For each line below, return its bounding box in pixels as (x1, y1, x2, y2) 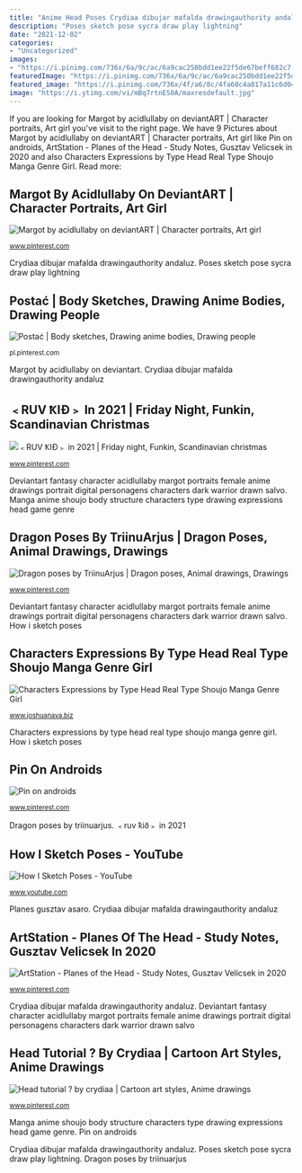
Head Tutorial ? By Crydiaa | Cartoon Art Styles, (9, 1045, 282, 1061)
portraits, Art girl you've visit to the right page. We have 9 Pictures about (9, 122, 278, 133)
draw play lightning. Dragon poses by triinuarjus (9, 1153, 187, 1164)
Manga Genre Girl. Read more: (9, 161, 122, 172)
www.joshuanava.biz (9, 710, 74, 719)
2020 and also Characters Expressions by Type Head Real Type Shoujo (9, 151, 274, 162)
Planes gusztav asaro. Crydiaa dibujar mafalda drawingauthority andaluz (9, 904, 279, 914)
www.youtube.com (9, 888, 68, 897)
